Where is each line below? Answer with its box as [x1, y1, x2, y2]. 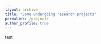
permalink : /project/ [5, 16, 49, 21]
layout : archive [5, 7, 38, 12]
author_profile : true [5, 21, 49, 26]
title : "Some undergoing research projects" [5, 12, 97, 17]
